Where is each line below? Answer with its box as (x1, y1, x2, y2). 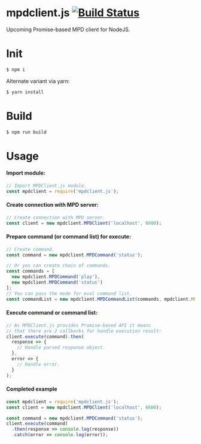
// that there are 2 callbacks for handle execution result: (6, 328, 162, 334)
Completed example (6, 385, 58, 392)
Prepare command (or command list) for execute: (6, 233, 132, 240)
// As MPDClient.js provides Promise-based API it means (6, 322, 151, 328)
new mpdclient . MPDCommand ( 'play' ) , (11, 274, 100, 280)
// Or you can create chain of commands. (6, 262, 111, 269)
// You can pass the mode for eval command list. (6, 291, 133, 297)
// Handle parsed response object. (17, 345, 106, 351)
